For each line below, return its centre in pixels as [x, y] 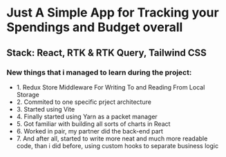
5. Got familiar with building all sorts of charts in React [93, 124]
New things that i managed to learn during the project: [99, 72]
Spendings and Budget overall [95, 27]
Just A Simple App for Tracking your [113, 13]
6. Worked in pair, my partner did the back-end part [90, 131]
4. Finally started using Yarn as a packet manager [87, 116]
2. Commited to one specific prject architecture [84, 102]
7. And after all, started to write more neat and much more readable [112, 138]
